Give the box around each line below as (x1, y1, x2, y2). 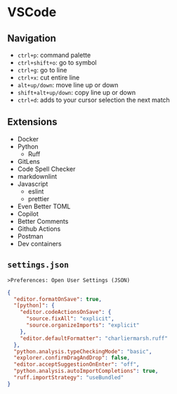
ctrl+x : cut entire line (17, 73, 80, 82)
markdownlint (17, 172, 58, 180)
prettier (27, 194, 50, 203)
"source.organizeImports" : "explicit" (25, 322, 140, 329)
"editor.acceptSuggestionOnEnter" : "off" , (13, 361, 140, 368)
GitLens (17, 157, 40, 165)
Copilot (17, 209, 39, 218)
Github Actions (17, 224, 61, 233)
